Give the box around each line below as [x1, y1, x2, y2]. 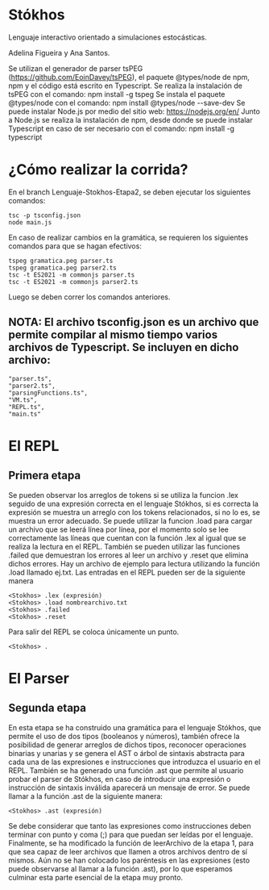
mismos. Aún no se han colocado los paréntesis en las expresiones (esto [8, 855, 250, 865]
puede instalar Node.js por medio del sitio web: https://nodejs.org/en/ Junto [8, 107, 260, 116]
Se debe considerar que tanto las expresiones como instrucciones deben [8, 821, 251, 830]
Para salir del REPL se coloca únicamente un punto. [8, 627, 180, 637]
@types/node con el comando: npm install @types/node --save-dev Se [8, 98, 246, 107]
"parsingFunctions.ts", [8, 389, 89, 397]
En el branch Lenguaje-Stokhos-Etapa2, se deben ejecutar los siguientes [8, 187, 251, 197]
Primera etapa [8, 469, 81, 483]
